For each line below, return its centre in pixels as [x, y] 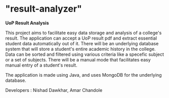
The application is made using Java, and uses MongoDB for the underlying [83, 75]
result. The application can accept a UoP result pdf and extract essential [81, 38]
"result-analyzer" [44, 9]
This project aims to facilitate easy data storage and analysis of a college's [83, 32]
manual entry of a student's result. [41, 65]
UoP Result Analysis [27, 23]
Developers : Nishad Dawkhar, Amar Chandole [54, 90]
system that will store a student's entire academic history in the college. [81, 49]
